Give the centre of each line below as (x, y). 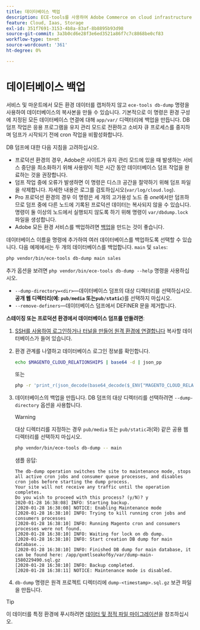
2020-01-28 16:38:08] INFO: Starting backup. (72, 503)
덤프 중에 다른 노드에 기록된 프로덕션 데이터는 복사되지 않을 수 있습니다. (109, 204)
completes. (28, 492)
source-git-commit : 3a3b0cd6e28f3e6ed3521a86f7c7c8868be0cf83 (85, 34)
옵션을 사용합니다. (61, 405)
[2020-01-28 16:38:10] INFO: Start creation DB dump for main (93, 539)
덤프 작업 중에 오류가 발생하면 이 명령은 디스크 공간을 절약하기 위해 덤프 (97, 182)
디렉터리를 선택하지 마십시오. (48, 437)
